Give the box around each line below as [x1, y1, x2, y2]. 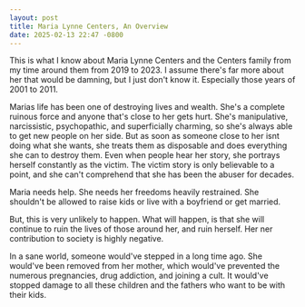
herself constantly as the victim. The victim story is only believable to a [9, 160, 275, 171]
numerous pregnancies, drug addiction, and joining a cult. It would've [9, 270, 270, 282]
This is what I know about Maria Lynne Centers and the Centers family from [9, 55, 292, 66]
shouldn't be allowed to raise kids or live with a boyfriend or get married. [9, 196, 281, 207]
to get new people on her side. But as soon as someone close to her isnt [9, 131, 280, 142]
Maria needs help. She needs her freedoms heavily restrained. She [9, 187, 260, 198]
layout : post [9, 13, 59, 23]
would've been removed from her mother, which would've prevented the [9, 261, 280, 272]
